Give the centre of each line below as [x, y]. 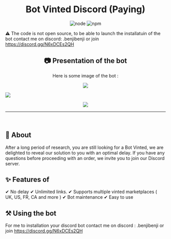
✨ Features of [27, 179]
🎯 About [18, 135]
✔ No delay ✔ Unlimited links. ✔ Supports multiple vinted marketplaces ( [81, 192]
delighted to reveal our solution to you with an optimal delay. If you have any [85, 153]
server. [13, 164]
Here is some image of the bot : [85, 75]
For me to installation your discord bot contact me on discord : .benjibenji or [85, 226]
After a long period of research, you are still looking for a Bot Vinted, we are [84, 147]
